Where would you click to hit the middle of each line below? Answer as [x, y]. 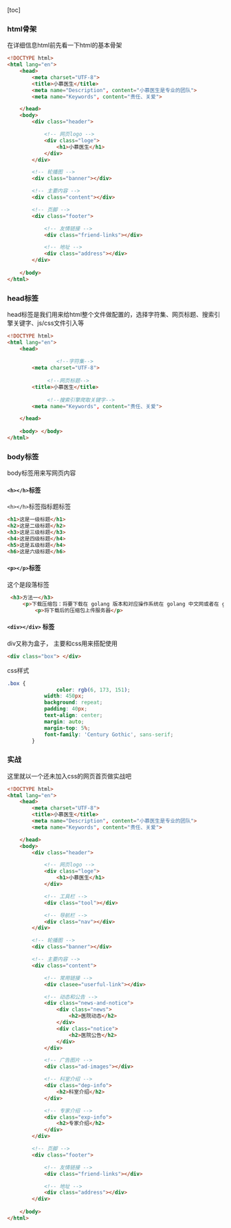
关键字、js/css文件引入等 [48, 323]
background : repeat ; [73, 703]
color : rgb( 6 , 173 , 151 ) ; [93, 690]
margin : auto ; [64, 722]
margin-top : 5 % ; [67, 728]
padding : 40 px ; [66, 709]
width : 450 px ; [64, 696]
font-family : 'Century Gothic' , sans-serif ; [109, 735]
